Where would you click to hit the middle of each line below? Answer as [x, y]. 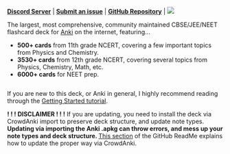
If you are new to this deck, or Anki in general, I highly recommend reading [113, 93]
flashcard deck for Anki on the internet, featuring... [79, 32]
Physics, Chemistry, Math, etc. [60, 67]
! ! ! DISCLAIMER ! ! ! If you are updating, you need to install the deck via [109, 114]
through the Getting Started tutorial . [58, 101]
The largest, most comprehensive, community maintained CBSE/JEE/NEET [112, 25]
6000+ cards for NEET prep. [58, 74]
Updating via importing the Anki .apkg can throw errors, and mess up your [115, 129]
